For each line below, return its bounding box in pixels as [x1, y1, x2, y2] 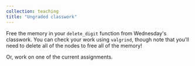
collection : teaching [6, 8, 59, 14]
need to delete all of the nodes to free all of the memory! [6, 42, 142, 49]
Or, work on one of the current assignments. [6, 53, 113, 60]
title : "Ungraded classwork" [6, 14, 77, 20]
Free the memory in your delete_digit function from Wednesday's [6, 30, 167, 36]
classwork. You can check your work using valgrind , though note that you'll [6, 36, 189, 43]
